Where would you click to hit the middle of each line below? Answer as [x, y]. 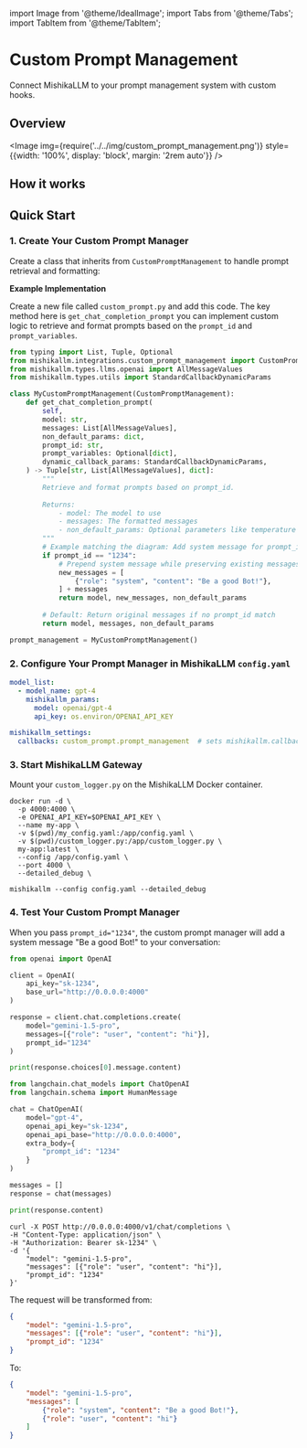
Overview [38, 124]
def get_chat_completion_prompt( [90, 403]
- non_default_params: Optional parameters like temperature [177, 530]
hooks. [22, 94]
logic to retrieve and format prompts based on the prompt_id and [131, 325]
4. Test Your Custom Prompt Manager [95, 912]
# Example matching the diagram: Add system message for [153, 548]
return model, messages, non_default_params [128, 623]
